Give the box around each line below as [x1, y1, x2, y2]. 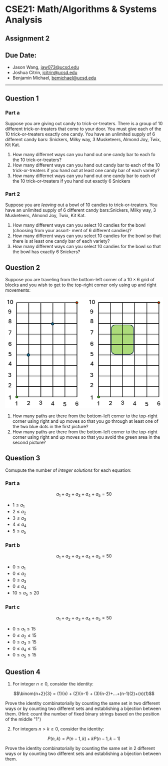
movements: [5, 287, 31, 293]
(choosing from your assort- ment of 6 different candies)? [12, 228, 131, 234]
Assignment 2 [5, 34, 50, 43]
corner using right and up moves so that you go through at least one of [12, 418, 158, 424]
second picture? [12, 439, 46, 446]
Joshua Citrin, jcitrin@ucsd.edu [12, 70, 77, 76]
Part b [5, 541, 20, 548]
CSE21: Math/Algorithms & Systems [5, 4, 157, 15]
